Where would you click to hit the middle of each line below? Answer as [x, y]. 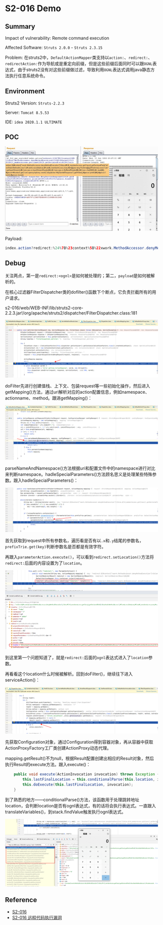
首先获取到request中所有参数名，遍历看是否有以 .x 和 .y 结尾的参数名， [74, 541]
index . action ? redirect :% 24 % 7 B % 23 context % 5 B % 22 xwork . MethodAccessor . [76, 248]
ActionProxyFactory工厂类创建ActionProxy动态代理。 [58, 748]
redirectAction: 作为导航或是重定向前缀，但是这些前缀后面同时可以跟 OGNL [79, 63]
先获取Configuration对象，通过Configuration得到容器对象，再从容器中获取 [79, 742]
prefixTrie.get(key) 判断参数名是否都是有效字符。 [56, 547]
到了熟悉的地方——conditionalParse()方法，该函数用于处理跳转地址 [72, 800]
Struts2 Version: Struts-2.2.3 [35, 103]
